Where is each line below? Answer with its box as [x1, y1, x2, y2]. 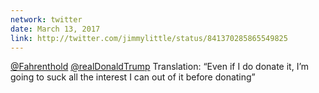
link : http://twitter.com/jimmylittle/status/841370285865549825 [10, 33, 288, 43]
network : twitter [10, 14, 83, 25]
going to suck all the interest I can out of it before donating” [10, 71, 256, 83]
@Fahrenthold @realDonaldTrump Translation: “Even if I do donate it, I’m [10, 61, 310, 73]
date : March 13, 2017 [10, 24, 101, 34]
